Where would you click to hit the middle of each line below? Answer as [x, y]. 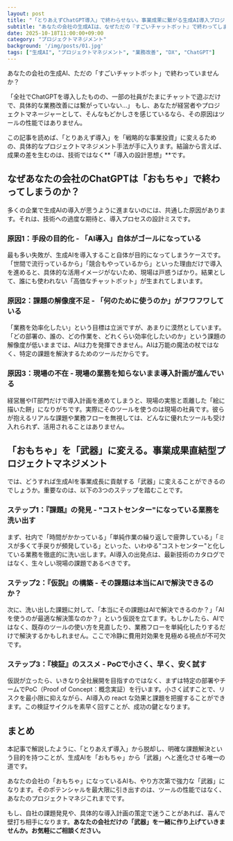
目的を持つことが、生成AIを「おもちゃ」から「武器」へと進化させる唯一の [119, 758]
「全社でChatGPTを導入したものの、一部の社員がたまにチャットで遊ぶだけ [114, 96]
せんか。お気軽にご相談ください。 [56, 831]
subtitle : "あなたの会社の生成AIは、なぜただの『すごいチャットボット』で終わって [112, 26]
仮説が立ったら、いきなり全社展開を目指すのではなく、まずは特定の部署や [113, 681]
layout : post [26, 14]
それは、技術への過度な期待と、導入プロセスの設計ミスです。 [106, 218]
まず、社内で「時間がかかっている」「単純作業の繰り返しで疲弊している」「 [113, 537]
